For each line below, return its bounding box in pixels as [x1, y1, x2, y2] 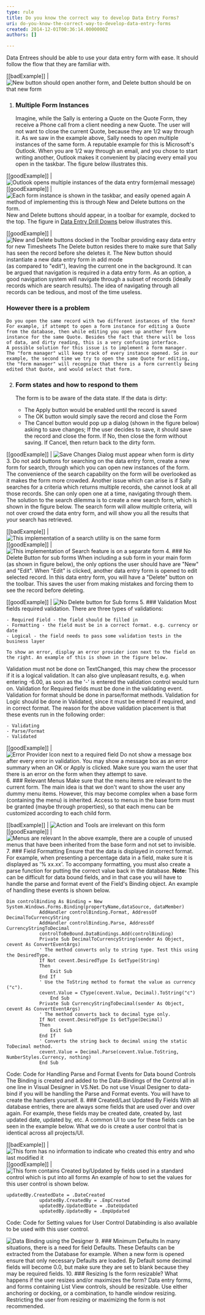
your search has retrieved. [6, 516, 73, 524]
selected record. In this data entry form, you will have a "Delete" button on [6, 573, 194, 581]
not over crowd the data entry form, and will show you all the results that [6, 510, 189, 517]
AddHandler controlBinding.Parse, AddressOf [39, 920, 155, 926]
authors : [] [6, 32, 37, 38]
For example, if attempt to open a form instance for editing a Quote [6, 323, 190, 329]
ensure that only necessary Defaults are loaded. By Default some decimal [6, 1257, 192, 1265]
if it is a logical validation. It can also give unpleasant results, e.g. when [6, 672, 185, 679]
